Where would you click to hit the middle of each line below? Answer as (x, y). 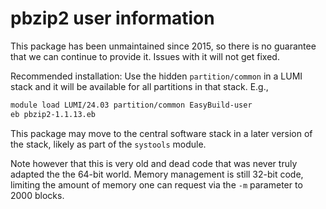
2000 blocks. (37, 195)
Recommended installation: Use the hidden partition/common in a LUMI (156, 76)
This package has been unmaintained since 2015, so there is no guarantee (163, 46)
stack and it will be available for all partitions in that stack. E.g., (139, 86)
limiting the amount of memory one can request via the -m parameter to (156, 184)
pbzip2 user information (112, 18)
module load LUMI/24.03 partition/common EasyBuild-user (131, 105)
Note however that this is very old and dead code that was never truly (154, 163)
